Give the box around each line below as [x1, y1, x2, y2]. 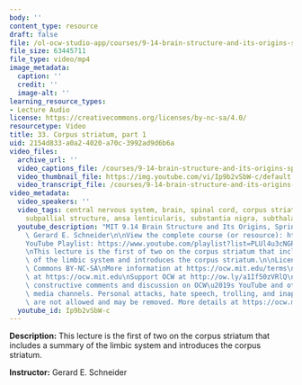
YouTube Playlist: [25, 239, 94, 248]
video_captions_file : [17, 164, 99, 173]
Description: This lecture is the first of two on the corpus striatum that [9, 330, 271, 342]
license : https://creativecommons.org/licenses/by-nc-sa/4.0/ [9, 113, 247, 122]
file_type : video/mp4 [9, 55, 91, 64]
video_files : [9, 147, 58, 156]
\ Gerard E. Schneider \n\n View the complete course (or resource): [25, 230, 283, 239]
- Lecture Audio [9, 105, 70, 114]
